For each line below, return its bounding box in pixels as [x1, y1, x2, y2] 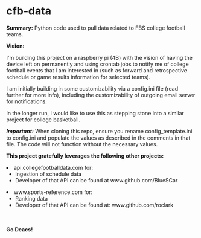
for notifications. [6, 98, 47, 105]
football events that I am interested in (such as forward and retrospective [6, 66, 187, 74]
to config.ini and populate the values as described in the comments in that [6, 134, 191, 141]
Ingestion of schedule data [14, 170, 82, 178]
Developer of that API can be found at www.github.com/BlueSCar [14, 176, 178, 184]
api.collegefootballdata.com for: [14, 164, 94, 171]
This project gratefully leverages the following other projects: [6, 152, 164, 159]
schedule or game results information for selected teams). [6, 73, 151, 80]
